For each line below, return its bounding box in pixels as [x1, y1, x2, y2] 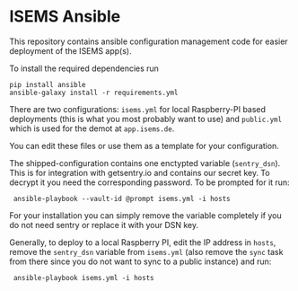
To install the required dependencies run [9, 63, 160, 74]
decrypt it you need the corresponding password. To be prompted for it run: [9, 177, 290, 188]
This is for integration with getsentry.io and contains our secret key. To [9, 167, 271, 178]
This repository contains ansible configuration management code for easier [9, 36, 289, 47]
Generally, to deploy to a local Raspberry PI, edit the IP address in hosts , [9, 236, 276, 248]
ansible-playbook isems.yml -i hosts [13, 273, 154, 282]
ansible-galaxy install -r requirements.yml [9, 88, 179, 97]
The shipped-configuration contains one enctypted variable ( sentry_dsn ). [9, 157, 281, 168]
